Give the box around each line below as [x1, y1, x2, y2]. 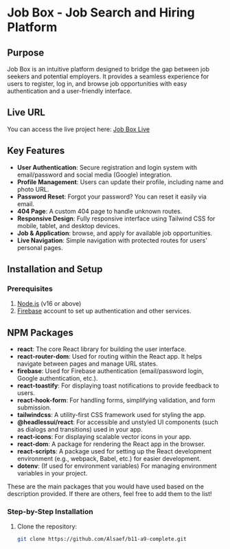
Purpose [7, 47, 45, 58]
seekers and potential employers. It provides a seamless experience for [7, 72, 209, 80]
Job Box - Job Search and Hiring [7, 5, 195, 21]
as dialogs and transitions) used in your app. [16, 425, 143, 434]
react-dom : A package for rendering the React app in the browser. [16, 440, 206, 448]
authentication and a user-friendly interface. [7, 87, 133, 95]
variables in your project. [16, 469, 88, 478]
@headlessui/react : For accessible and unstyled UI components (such [16, 418, 218, 427]
